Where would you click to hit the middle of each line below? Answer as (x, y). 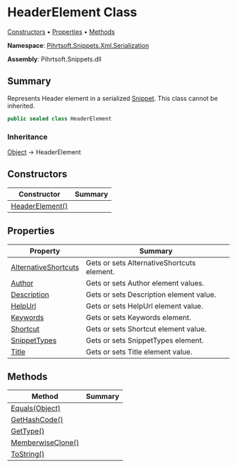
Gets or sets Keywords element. (139, 317)
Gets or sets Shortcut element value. (146, 328)
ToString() (28, 454)
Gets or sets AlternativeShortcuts (141, 263)
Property (45, 251)
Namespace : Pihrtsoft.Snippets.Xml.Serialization (78, 45)
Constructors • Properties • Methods (61, 32)
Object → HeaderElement (44, 152)
